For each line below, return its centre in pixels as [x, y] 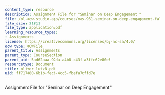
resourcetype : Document [29, 64]
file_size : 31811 [23, 23]
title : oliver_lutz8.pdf [30, 69]
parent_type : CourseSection [34, 55]
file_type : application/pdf [34, 28]
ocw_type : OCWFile [24, 46]
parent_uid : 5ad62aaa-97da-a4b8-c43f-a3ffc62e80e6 [58, 60]
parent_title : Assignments [33, 50]
